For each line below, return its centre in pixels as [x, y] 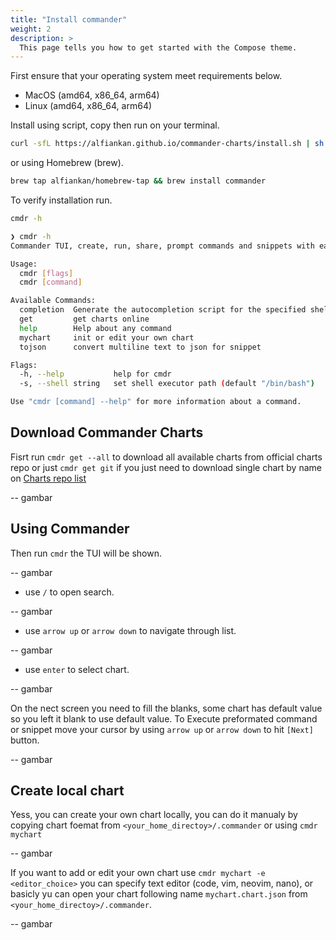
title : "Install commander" [69, 19]
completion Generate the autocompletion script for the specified [163, 310]
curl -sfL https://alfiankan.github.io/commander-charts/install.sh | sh [167, 144]
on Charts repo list [48, 478]
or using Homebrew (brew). [67, 163]
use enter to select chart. [77, 669]
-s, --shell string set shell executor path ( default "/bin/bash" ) [167, 384]
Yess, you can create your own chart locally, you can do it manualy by [154, 815]
